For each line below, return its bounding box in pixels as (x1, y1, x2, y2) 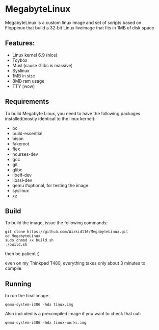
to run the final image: (5, 293, 50, 299)
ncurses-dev (12, 151, 38, 157)
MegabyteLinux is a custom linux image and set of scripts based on (5, 20, 142, 25)
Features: (5, 39, 35, 47)
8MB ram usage (12, 78, 45, 84)
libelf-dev (12, 172, 32, 178)
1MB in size (12, 72, 35, 79)
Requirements (5, 97, 49, 106)
